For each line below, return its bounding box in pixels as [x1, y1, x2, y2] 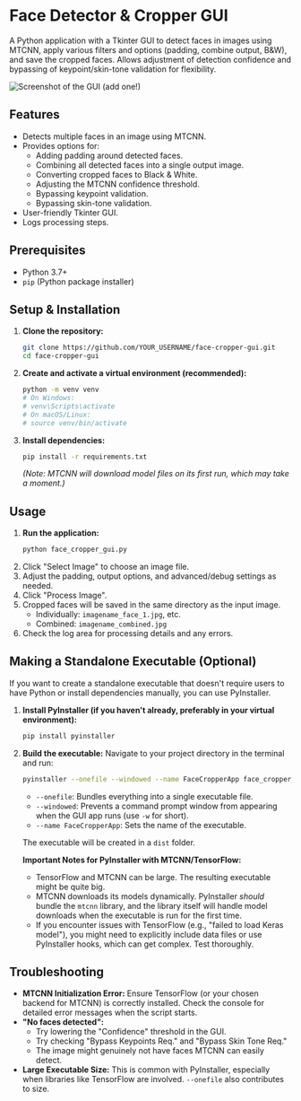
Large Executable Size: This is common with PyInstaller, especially [21, 1064, 271, 1075]
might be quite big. [35, 881, 106, 892]
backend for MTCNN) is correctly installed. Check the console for [21, 998, 264, 1009]
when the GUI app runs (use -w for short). [35, 809, 190, 821]
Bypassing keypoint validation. [35, 188, 149, 198]
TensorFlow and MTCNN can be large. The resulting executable [35, 871, 271, 882]
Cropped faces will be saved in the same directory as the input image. [21, 599, 281, 610]
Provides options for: [21, 140, 100, 151]
